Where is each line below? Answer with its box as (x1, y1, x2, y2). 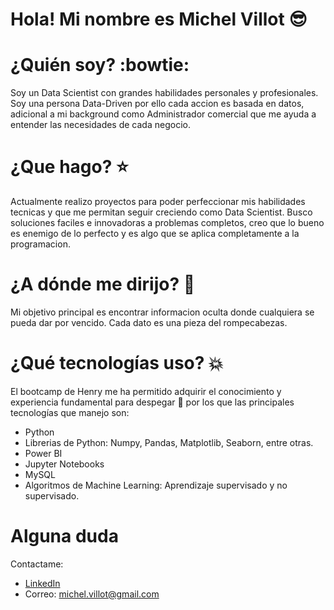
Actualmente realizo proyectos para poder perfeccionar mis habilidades (10, 196, 306, 208)
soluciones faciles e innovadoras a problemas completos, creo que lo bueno (10, 217, 325, 229)
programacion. (10, 238, 71, 250)
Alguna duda (10, 525, 119, 548)
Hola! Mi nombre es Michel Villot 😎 (10, 8, 308, 31)
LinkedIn (24, 577, 61, 589)
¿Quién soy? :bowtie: (10, 54, 190, 77)
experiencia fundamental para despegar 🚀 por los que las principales (10, 396, 295, 408)
